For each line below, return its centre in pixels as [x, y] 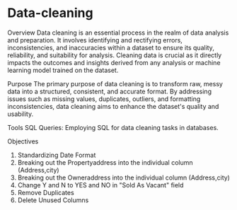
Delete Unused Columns [53, 200]
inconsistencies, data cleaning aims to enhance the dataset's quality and [113, 106]
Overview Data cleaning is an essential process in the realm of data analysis [118, 33]
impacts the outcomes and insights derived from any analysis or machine [114, 62]
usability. [21, 114]
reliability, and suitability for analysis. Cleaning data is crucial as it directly [115, 55]
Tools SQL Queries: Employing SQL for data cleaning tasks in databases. [113, 127]
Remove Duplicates [46, 192]
